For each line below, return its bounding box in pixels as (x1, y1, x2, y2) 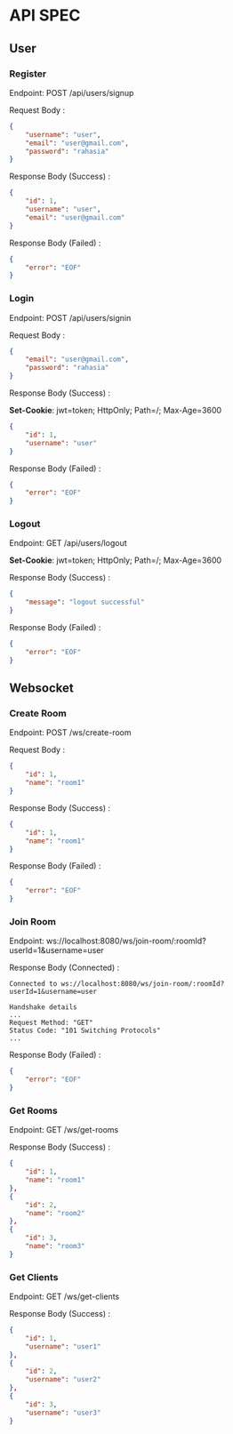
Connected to (9, 980, 58, 989)
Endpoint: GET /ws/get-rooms (9, 1125, 119, 1135)
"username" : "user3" (25, 1408, 101, 1417)
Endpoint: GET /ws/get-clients (9, 1291, 120, 1302)
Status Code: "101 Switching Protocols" (9, 1026, 162, 1036)
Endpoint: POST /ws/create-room (9, 727, 132, 738)
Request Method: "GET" (9, 1019, 93, 1028)
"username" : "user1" (25, 1342, 101, 1351)
